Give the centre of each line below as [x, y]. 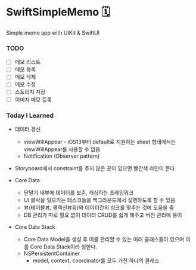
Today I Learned [30, 115]
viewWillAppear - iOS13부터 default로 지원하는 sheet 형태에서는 [100, 142]
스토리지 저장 [30, 92]
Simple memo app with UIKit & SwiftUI [53, 33]
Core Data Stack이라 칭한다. [64, 247]
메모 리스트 [28, 62]
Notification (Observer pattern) [62, 156]
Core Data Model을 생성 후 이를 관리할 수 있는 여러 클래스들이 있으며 [104, 239]
